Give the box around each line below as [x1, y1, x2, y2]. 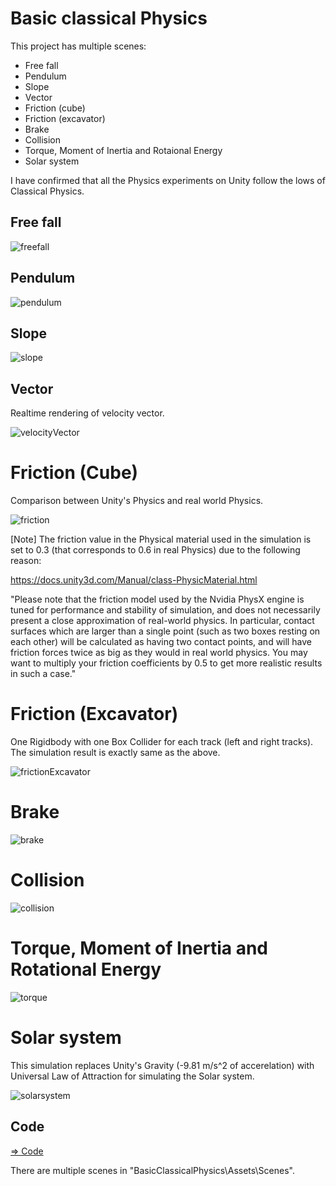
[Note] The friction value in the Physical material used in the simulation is [10, 533, 312, 546]
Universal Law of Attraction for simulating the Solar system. [10, 1070, 255, 1082]
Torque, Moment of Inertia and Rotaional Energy [24, 144, 223, 156]
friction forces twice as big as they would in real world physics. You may [10, 647, 308, 659]
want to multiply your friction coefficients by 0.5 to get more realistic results [10, 657, 323, 669]
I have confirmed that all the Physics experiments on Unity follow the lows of [10, 174, 326, 186]
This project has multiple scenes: [10, 40, 147, 52]
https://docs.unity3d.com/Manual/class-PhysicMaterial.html [10, 574, 258, 586]
